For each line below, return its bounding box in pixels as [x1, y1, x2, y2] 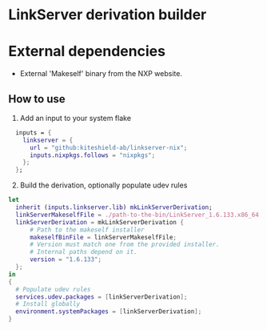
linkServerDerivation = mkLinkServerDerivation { [15, 218, 184, 226]
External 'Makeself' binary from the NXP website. [19, 69, 182, 78]
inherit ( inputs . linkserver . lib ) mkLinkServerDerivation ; [15, 203, 213, 211]
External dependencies [8, 42, 166, 61]
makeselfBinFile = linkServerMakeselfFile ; [29, 233, 177, 241]
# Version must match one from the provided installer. [29, 240, 220, 249]
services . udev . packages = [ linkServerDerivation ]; [15, 292, 188, 301]
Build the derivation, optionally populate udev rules [19, 180, 188, 190]
